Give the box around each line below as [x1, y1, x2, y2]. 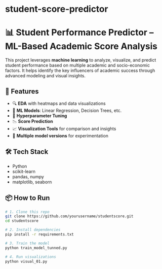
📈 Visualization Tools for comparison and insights [12, 126, 117, 132]
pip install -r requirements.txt [5, 232, 74, 237]
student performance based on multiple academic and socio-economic [5, 63, 150, 68]
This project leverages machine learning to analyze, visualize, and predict [5, 57, 157, 63]
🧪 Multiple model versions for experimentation [12, 133, 109, 138]
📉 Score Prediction [12, 118, 53, 124]
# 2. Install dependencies [5, 228, 61, 233]
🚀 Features [5, 87, 39, 96]
